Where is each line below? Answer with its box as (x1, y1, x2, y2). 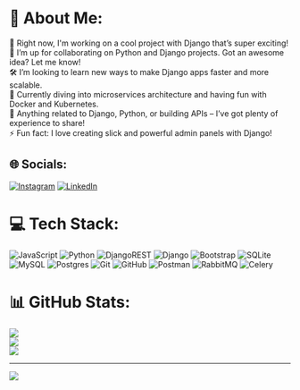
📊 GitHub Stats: (9, 292, 131, 312)
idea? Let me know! (9, 56, 81, 67)
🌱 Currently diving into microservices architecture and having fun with (9, 89, 267, 99)
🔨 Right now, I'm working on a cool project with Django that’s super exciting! (9, 38, 288, 48)
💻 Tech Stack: (9, 214, 120, 233)
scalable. (9, 80, 43, 90)
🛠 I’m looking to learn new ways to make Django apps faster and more (9, 66, 270, 77)
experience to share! (9, 117, 86, 128)
